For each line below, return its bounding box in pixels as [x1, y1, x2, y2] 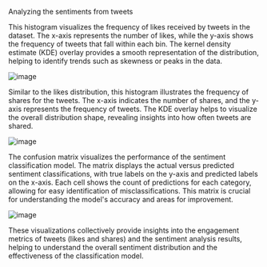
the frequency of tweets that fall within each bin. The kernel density [8, 39, 232, 49]
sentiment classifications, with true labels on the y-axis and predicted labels [8, 169, 258, 178]
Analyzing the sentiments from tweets [8, 7, 133, 16]
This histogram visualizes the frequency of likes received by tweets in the [8, 22, 250, 31]
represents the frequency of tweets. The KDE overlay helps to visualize [23, 104, 257, 114]
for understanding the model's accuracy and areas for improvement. [8, 195, 233, 204]
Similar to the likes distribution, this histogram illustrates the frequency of [8, 87, 249, 97]
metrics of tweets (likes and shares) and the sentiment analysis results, [8, 234, 242, 243]
